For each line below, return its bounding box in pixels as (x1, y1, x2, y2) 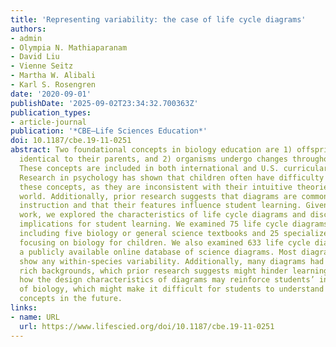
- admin (10, 33, 43, 43)
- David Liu (10, 52, 60, 62)
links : (10, 303, 38, 313)
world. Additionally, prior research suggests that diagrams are (19, 191, 298, 201)
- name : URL (10, 312, 60, 322)
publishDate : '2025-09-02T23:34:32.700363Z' (10, 98, 199, 108)
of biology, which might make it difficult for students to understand (19, 284, 325, 295)
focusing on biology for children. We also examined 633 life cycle (19, 237, 311, 248)
